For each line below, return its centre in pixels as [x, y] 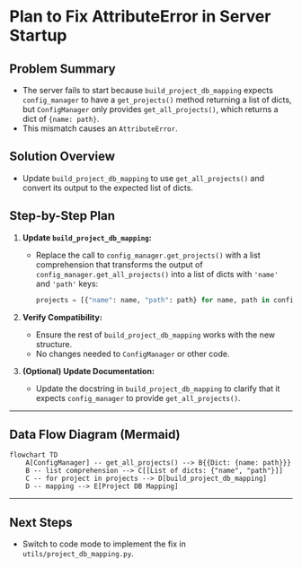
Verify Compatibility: [62, 317]
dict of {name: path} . [61, 119]
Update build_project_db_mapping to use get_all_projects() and [143, 178]
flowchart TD [34, 455]
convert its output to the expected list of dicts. [107, 188]
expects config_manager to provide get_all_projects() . [138, 398]
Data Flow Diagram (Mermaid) [95, 434]
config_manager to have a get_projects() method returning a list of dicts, [157, 100]
